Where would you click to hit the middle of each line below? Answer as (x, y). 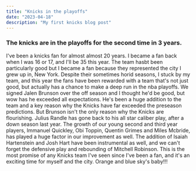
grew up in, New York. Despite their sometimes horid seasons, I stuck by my (98, 74)
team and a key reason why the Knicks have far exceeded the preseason (94, 105)
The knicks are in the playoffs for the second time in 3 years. (94, 43)
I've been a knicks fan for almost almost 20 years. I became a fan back (92, 56)
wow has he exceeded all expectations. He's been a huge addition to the (94, 99)
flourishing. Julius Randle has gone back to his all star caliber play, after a (95, 118)
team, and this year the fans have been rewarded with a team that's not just (97, 80)
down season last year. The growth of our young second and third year (92, 124)
